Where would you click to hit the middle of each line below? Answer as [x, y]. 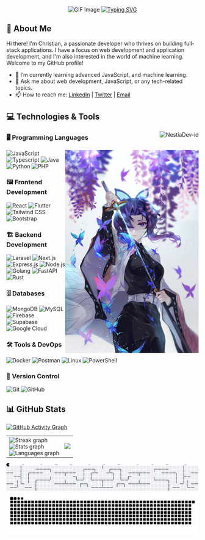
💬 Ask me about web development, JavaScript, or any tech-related [99, 81]
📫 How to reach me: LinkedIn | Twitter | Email [73, 95]
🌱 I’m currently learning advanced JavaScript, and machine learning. [101, 74]
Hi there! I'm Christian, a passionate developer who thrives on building [95, 43]
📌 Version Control [33, 376]
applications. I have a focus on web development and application [103, 50]
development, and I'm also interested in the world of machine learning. [95, 56]
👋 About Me [29, 29]
